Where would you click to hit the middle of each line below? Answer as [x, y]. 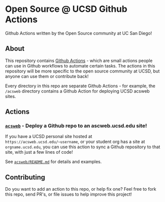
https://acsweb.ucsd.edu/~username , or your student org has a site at [75, 142]
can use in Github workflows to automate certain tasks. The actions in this [80, 66]
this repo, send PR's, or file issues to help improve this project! [68, 194]
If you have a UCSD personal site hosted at [49, 136]
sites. [11, 96]
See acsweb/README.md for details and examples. [53, 162]
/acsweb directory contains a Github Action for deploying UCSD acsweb [78, 91]
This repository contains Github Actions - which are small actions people [79, 61]
